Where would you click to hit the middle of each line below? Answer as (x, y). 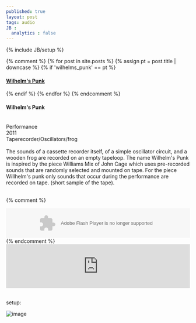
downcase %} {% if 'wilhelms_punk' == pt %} (61, 67)
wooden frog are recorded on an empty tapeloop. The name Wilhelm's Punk (97, 157)
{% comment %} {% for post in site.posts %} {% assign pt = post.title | (91, 61)
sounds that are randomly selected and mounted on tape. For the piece (91, 170)
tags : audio (20, 22)
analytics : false (34, 33)
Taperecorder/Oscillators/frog (42, 139)
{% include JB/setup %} (35, 50)
